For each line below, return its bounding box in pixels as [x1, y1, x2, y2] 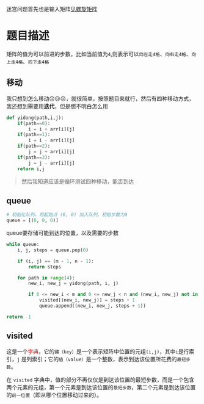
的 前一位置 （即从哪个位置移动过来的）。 [6, 391, 103, 399]
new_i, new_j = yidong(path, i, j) [28, 280, 119, 287]
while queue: [6, 242, 40, 248]
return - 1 [6, 314, 32, 320]
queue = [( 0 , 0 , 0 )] [6, 217, 59, 224]
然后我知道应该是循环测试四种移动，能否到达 [21, 178, 134, 185]
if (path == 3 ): [17, 154, 51, 161]
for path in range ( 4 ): [17, 275, 75, 281]
